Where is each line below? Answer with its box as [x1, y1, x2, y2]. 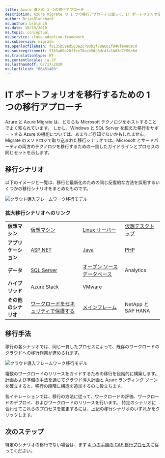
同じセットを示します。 [5, 150, 53, 155]
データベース [82, 271, 112, 278]
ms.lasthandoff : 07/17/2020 [5, 62, 63, 67]
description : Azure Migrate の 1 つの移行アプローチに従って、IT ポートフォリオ [5, 12, 158, 17]
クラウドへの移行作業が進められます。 [5, 350, 82, 356]
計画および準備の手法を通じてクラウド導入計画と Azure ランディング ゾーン [5, 377, 158, 383]
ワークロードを [30, 301, 65, 307]
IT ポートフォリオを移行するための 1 [5, 90, 150, 101]
